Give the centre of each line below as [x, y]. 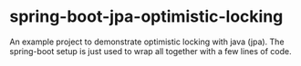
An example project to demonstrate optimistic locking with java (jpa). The [147, 42]
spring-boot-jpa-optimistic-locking [146, 17]
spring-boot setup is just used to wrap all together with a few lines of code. [150, 51]
